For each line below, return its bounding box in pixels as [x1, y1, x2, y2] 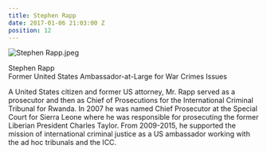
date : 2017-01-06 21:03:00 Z [8, 19, 105, 27]
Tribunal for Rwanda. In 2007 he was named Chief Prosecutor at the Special [8, 104, 257, 113]
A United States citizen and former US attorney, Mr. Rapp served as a [8, 87, 236, 97]
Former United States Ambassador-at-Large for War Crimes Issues [8, 72, 227, 82]
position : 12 [8, 26, 52, 34]
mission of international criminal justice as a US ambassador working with [8, 129, 251, 139]
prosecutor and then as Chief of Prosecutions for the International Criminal [8, 96, 253, 105]
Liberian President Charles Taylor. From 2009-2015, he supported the [8, 120, 237, 131]
